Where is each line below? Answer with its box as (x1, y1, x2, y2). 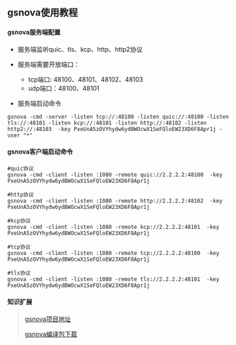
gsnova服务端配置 (7, 28, 61, 36)
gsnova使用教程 (7, 6, 78, 19)
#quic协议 (7, 165, 34, 172)
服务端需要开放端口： (17, 60, 80, 69)
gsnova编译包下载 (24, 330, 78, 338)
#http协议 (7, 191, 34, 198)
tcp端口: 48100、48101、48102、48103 (28, 75, 143, 84)
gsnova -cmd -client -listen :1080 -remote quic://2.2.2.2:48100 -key (7, 171, 223, 179)
